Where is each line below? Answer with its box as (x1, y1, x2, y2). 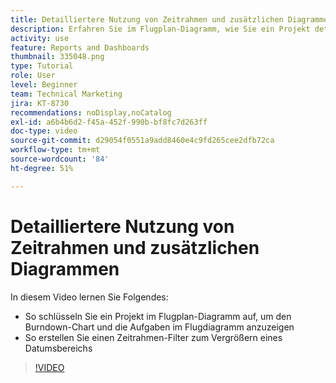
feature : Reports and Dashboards (10, 42, 150, 53)
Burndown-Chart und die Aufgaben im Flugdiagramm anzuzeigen (24, 321, 295, 333)
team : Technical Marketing (10, 89, 123, 99)
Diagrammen (10, 257, 120, 280)
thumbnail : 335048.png (10, 52, 105, 62)
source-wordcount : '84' (10, 154, 110, 164)
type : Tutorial (10, 61, 74, 71)
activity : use (10, 33, 70, 43)
